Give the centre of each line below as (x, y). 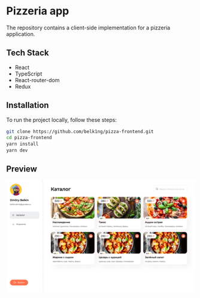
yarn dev (17, 150)
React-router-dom (37, 80)
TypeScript (28, 74)
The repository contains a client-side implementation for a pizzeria (88, 28)
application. (21, 34)
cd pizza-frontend (29, 138)
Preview (22, 169)
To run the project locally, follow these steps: (61, 120)
